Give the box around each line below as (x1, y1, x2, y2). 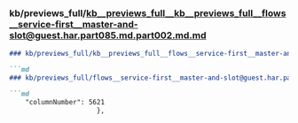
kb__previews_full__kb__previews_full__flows (85, 7, 286, 19)
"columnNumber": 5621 (25, 97, 105, 106)
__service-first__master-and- (9, 18, 139, 30)
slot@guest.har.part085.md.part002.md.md (9, 29, 207, 42)
